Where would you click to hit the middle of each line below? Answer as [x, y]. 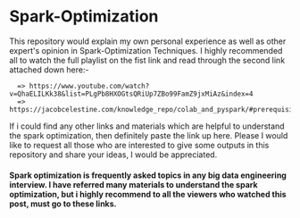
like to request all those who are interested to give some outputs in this [139, 145]
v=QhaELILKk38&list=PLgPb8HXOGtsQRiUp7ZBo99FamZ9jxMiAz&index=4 [131, 94]
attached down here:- [49, 70]
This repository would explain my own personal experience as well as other [148, 41]
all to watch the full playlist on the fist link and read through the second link [147, 60]
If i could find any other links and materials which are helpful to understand [147, 126]
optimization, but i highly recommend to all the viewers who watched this [148, 194]
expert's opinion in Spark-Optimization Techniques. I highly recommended [146, 50]
